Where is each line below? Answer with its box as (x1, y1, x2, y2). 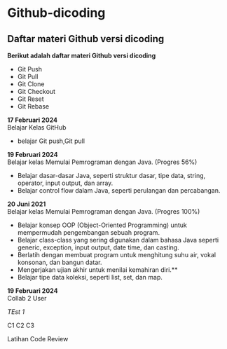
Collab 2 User (7, 294, 47, 302)
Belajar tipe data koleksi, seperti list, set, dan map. (17, 273, 163, 281)
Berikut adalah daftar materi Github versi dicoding (7, 51, 156, 60)
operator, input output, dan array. (17, 179, 113, 187)
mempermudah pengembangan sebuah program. (17, 228, 160, 236)
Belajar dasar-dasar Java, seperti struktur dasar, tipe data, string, (17, 172, 206, 179)
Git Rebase (17, 102, 50, 110)
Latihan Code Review (7, 335, 69, 343)
